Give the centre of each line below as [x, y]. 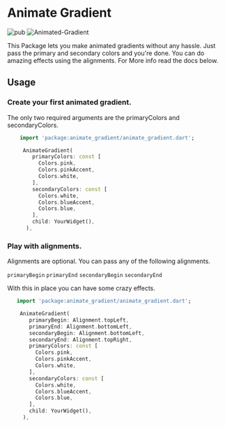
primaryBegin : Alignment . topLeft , [79, 320]
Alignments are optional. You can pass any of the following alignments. [109, 261]
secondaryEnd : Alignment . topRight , [80, 340]
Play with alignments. [45, 246]
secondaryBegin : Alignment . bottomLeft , [87, 333]
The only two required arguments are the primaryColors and [93, 117]
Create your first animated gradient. [70, 103]
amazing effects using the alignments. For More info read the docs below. [113, 60]
